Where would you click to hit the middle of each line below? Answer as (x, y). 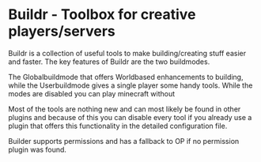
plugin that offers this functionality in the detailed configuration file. (118, 126)
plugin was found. (38, 149)
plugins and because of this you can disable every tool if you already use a (130, 117)
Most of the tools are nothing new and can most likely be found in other (125, 109)
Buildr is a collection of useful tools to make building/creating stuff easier (127, 53)
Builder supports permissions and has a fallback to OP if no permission (124, 141)
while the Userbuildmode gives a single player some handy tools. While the (130, 85)
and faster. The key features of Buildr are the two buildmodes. (109, 62)
